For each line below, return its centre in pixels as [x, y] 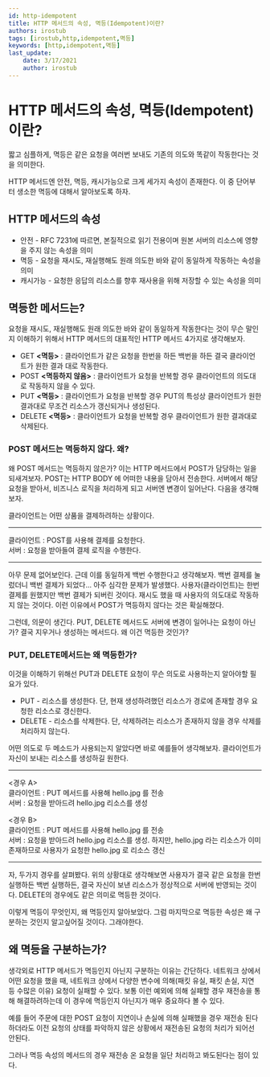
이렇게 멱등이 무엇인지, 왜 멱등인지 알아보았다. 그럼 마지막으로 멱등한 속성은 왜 [131, 911]
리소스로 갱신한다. [63, 710]
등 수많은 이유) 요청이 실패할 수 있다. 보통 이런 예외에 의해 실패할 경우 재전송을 [131, 990]
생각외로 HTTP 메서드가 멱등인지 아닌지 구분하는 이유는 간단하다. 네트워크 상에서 [135, 970]
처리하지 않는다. [45, 731]
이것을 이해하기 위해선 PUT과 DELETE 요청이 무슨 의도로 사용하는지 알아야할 [128, 674]
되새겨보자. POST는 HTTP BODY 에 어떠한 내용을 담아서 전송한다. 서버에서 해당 [133, 478]
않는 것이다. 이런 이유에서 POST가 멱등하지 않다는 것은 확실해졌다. [120, 604]
